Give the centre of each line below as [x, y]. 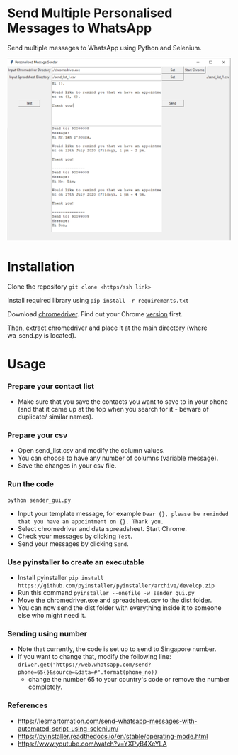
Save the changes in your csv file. [67, 466]
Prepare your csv [38, 435]
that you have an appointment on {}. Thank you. [91, 521]
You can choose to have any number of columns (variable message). [118, 458]
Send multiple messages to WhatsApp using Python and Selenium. [104, 48]
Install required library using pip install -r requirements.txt [98, 300]
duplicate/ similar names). [55, 417]
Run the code [31, 484]
